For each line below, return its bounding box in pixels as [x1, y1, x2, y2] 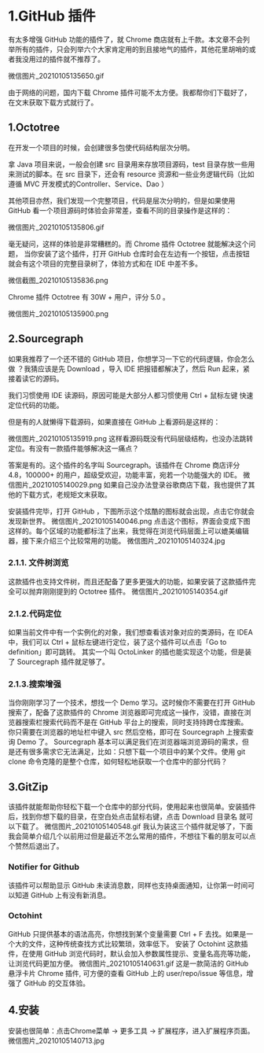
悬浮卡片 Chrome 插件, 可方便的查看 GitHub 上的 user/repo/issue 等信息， [8, 968, 247, 978]
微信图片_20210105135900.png [8, 308, 108, 318]
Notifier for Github [8, 862, 80, 873]
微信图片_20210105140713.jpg [8, 1036, 104, 1045]
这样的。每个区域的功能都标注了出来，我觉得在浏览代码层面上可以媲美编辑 [8, 526, 249, 536]
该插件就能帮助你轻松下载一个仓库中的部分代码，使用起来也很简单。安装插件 [8, 802, 256, 812]
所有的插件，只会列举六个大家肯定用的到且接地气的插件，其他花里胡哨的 [14, 44, 249, 53]
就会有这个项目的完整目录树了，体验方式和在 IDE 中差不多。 [8, 259, 203, 268]
